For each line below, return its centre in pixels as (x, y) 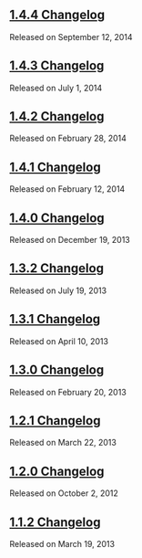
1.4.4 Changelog (57, 15)
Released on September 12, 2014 (71, 37)
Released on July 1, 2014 (56, 88)
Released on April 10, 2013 (59, 341)
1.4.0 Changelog (57, 218)
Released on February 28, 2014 (68, 138)
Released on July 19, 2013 (58, 290)
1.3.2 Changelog (57, 268)
